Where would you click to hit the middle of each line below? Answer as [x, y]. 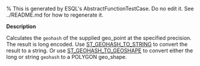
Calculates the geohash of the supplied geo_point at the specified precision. [99, 38]
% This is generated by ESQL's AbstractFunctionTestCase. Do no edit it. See [100, 9]
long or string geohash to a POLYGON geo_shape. [66, 57]
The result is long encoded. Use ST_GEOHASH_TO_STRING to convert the [97, 44]
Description [21, 26]
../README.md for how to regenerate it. [55, 15]
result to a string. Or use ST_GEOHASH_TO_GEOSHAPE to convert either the [100, 51]
